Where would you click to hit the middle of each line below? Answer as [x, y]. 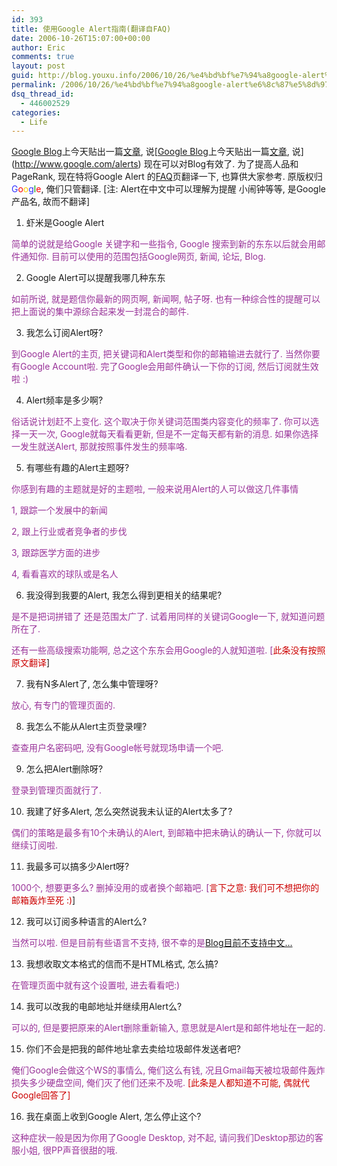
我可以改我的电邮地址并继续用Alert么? [104, 1007]
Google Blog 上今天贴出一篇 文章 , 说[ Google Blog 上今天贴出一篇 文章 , [150, 152]
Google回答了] [41, 1095]
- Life [34, 122]
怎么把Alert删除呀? [64, 769]
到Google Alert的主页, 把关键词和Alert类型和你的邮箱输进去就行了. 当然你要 [166, 354]
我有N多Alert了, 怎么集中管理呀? [92, 684]
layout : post [38, 66]
